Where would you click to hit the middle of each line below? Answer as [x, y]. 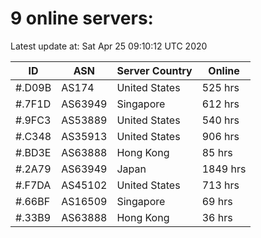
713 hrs [220, 185]
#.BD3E [33, 152]
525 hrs [220, 87]
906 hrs [220, 136]
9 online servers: [82, 18]
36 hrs [217, 217]
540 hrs [220, 120]
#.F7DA [33, 185]
